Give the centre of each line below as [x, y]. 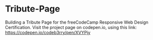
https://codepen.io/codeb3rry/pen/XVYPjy [48, 32]
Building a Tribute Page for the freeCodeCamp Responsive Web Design [77, 22]
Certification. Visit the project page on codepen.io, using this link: [71, 27]
